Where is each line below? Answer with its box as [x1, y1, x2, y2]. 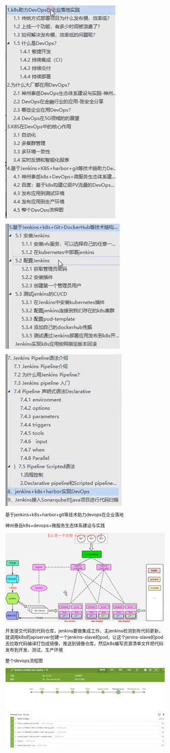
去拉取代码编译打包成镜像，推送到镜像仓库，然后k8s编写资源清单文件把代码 [5, 640, 163, 646]
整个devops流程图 [5, 658, 43, 664]
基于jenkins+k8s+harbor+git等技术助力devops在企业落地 [5, 512, 124, 517]
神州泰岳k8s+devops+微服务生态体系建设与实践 [5, 522, 105, 528]
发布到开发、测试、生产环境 [5, 646, 63, 652]
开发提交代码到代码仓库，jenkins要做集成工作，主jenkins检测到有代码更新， [5, 628, 163, 634]
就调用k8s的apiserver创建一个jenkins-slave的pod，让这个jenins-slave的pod [5, 634, 163, 640]
